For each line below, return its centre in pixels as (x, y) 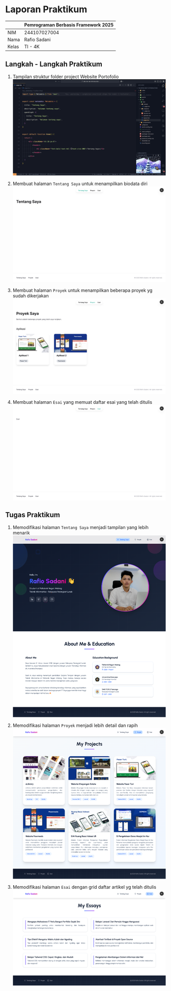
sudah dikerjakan (31, 295)
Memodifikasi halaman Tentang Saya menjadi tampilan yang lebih (80, 527)
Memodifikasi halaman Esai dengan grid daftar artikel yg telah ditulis (84, 887)
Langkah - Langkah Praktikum (54, 64)
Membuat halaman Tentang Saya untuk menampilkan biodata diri (80, 183)
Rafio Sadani (37, 39)
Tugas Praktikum (33, 515)
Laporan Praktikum (46, 9)
